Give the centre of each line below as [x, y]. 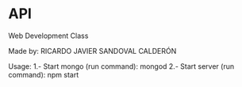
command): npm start [44, 74]
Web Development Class [48, 36]
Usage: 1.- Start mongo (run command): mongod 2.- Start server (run [121, 66]
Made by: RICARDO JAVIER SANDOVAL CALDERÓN [92, 51]
